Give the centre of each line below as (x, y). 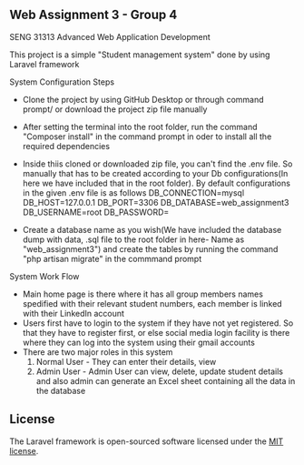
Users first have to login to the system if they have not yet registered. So (158, 323)
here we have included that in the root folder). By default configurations (156, 183)
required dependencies (66, 146)
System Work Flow (44, 276)
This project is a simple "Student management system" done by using (140, 55)
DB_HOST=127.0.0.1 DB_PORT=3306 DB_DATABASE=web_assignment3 (156, 202)
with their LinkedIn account (74, 313)
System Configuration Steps (62, 82)
